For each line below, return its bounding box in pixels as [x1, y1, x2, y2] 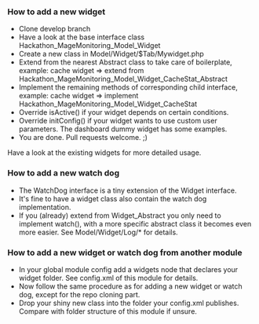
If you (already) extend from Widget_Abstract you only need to [18, 211, 221, 220]
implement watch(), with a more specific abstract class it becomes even [18, 219, 252, 228]
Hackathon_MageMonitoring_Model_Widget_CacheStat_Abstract [18, 74, 228, 84]
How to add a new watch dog [7, 168, 119, 179]
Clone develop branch [18, 24, 91, 34]
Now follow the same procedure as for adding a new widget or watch [18, 282, 243, 291]
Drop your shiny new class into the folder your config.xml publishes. [18, 298, 239, 307]
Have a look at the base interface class [18, 32, 145, 42]
